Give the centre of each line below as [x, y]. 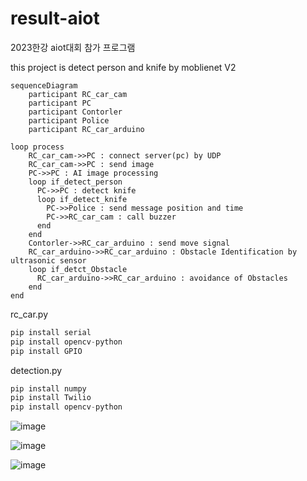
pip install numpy [48, 388]
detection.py [36, 370]
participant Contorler [75, 112]
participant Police [69, 120]
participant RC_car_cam [78, 94]
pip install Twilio [51, 398]
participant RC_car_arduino [86, 129]
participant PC [60, 103]
